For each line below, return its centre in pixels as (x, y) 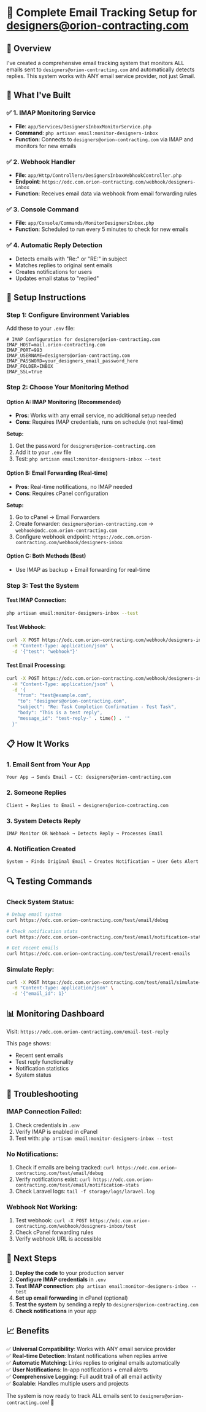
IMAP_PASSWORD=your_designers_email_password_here (72, 361)
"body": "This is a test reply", (60, 713)
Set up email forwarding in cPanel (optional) (71, 1298)
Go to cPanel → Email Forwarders (57, 517)
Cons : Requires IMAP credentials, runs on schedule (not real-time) (99, 422)
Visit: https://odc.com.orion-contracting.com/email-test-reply (87, 1031)
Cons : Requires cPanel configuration (62, 493)
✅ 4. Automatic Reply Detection (55, 245)
